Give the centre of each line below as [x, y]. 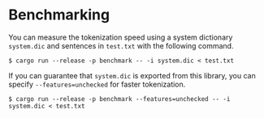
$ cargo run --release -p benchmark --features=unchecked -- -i [119, 99]
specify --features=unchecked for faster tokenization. [97, 84]
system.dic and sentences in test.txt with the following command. [121, 45]
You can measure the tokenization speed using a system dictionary [121, 37]
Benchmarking [59, 15]
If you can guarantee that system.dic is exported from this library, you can [132, 75]
